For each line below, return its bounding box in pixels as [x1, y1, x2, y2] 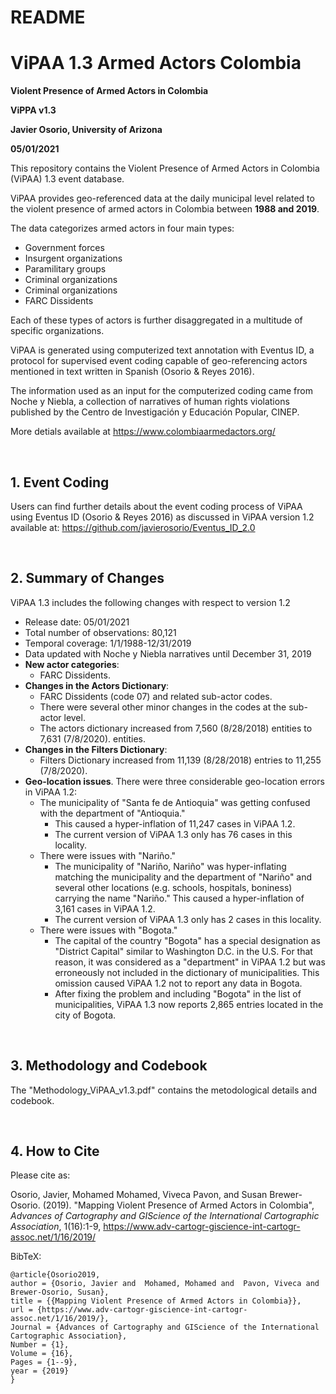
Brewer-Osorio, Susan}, [10, 1287, 110, 1298]
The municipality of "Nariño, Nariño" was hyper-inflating [54, 860, 287, 872]
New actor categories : [24, 658, 120, 670]
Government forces [24, 242, 105, 254]
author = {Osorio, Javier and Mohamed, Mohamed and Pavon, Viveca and [10, 1279, 320, 1289]
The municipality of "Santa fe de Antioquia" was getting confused [39, 796, 311, 808]
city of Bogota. [54, 1009, 117, 1021]
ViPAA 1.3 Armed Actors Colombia [10, 52, 302, 75]
